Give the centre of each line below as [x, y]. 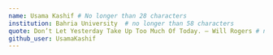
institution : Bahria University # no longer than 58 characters [121, 23]
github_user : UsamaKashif [52, 38]
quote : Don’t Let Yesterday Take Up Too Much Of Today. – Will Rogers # [134, 31]
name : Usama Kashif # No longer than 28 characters [97, 16]
